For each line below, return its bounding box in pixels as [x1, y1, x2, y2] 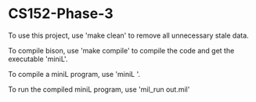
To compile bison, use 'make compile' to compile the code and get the [8, 46, 235, 55]
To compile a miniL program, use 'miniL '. [8, 69, 141, 78]
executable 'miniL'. [8, 54, 68, 64]
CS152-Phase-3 [8, 5, 114, 23]
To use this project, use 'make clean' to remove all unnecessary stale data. [8, 31, 249, 40]
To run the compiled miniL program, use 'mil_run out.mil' [8, 84, 190, 94]
